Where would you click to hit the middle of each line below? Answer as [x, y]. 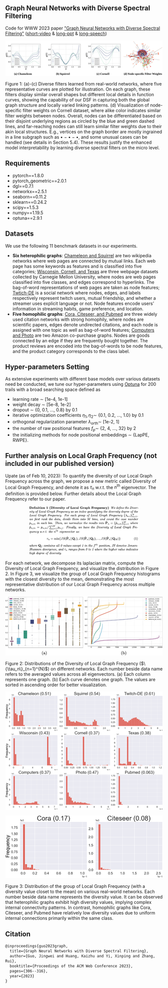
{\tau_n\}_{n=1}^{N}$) [27, 669]
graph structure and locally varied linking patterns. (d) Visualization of [77, 105]
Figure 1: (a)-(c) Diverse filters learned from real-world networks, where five [83, 84]
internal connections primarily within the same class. [59, 918]
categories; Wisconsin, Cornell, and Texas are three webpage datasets [85, 271]
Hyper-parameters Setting [47, 367]
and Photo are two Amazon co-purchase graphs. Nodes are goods [81, 335]
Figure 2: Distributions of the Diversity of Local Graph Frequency [72, 663]
